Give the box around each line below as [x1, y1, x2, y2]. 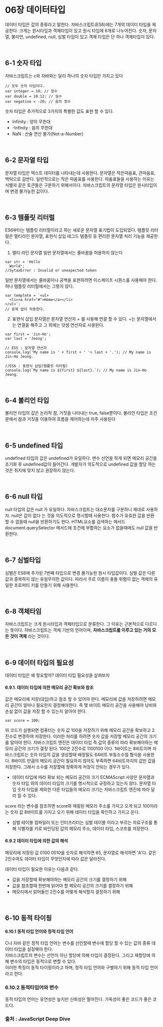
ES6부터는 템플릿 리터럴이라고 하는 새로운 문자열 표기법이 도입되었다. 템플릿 [5, 227, 149, 233]
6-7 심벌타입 [5, 556, 41, 564]
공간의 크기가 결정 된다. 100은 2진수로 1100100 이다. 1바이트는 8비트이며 [14, 746, 152, 751]
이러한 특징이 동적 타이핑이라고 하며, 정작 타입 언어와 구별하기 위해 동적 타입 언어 [5, 964, 158, 970]
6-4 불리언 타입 [5, 396, 50, 405]
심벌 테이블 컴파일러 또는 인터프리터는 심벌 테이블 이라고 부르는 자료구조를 [12, 819, 153, 826]
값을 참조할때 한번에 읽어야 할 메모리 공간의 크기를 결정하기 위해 [12, 882, 133, 888]
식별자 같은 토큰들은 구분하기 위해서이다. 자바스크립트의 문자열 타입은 [5, 182, 136, 188]
